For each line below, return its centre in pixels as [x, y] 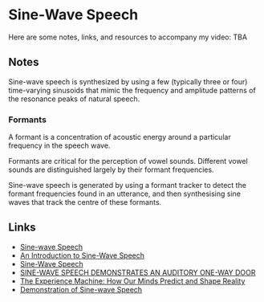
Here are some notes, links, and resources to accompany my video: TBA [128, 37]
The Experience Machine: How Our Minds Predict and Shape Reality [132, 281]
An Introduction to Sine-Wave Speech [82, 255]
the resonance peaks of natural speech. [74, 99]
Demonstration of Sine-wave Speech [81, 289]
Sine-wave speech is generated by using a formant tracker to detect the [128, 186]
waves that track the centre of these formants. [85, 202]
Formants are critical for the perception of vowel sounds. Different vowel [128, 161]
